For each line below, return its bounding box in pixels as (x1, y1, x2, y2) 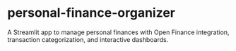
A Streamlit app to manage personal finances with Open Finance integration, (7, 28, 230, 36)
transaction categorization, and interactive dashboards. (7, 35, 169, 43)
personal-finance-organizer (7, 5, 175, 21)
